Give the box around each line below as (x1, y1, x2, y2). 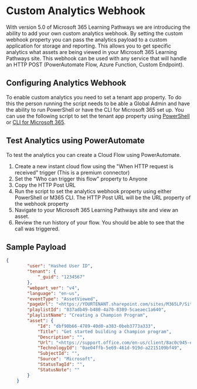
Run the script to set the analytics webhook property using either (14, 187, 172, 195)
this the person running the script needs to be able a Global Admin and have (6, 100, 191, 107)
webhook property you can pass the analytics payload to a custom (6, 36, 167, 43)
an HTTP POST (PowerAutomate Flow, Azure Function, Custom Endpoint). (6, 61, 185, 68)
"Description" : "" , (37, 334, 85, 340)
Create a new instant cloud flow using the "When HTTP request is (14, 163, 174, 170)
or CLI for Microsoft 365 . (6, 119, 66, 126)
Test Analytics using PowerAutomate (6, 136, 145, 146)
